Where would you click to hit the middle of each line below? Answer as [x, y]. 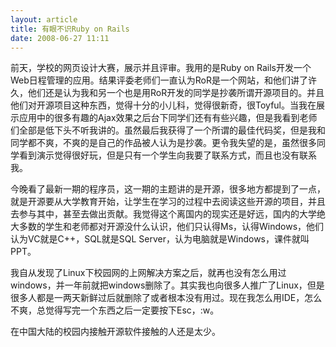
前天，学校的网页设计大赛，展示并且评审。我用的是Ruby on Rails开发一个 [161, 68]
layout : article [44, 19]
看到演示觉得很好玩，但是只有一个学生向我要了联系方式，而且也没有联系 [167, 155]
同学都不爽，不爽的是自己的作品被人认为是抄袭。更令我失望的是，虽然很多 [163, 143]
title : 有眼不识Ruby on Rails [70, 29]
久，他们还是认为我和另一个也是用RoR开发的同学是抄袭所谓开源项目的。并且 [167, 93]
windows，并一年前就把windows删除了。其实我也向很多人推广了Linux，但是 [167, 285]
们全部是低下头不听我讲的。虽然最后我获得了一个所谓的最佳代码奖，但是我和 [168, 130]
